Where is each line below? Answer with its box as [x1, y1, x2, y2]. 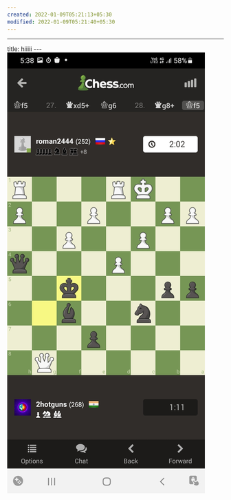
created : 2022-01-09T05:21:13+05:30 [7, 11, 112, 18]
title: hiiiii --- [7, 45, 43, 53]
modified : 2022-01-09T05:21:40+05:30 [7, 18, 115, 25]
